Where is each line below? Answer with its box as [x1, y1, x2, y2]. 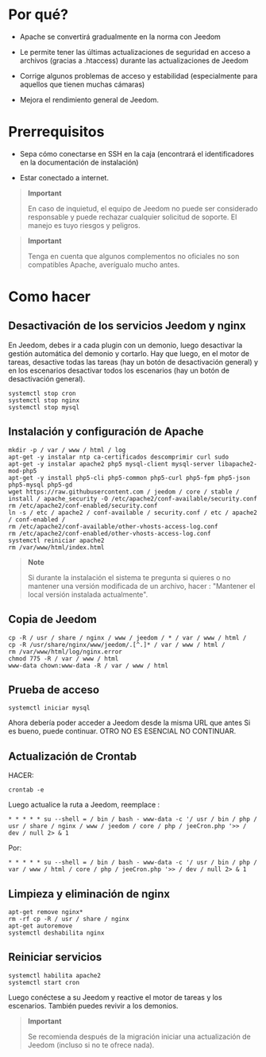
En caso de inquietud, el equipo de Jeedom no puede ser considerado [27, 203, 258, 213]
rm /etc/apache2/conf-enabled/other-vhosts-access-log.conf [8, 529, 212, 537]
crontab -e [8, 786, 44, 794]
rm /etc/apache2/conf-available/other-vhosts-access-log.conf [8, 522, 218, 530]
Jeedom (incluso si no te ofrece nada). [27, 1040, 155, 1050]
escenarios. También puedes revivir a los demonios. [8, 1001, 179, 1010]
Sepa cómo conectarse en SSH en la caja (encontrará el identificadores [19, 149, 254, 158]
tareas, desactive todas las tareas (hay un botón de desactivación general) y [8, 357, 259, 366]
